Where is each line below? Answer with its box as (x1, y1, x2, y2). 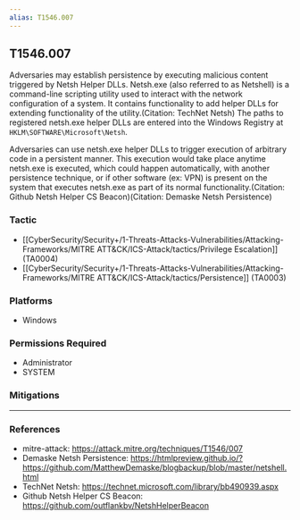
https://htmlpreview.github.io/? (130, 452, 244, 463)
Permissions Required (9, 337, 107, 349)
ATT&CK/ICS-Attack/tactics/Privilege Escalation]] (96, 243, 279, 255)
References (9, 423, 61, 435)
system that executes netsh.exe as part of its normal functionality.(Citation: (9, 182, 286, 193)
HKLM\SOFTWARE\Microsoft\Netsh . (9, 127, 128, 138)
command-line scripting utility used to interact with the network (9, 88, 244, 99)
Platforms (9, 294, 54, 306)
